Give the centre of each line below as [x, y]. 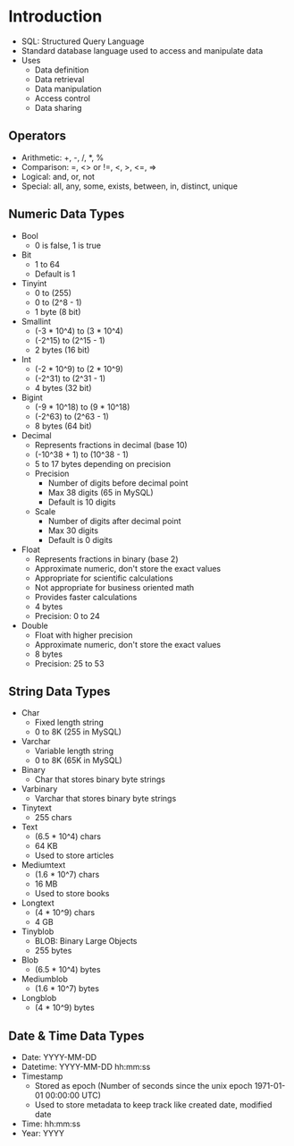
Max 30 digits [73, 531]
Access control [63, 98]
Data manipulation [68, 89]
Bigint [32, 397]
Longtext [38, 903]
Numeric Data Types [67, 214]
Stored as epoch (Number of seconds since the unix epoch [143, 1086]
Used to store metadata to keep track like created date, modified [153, 1105]
